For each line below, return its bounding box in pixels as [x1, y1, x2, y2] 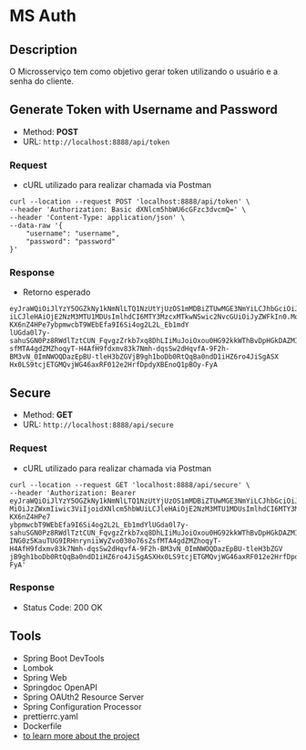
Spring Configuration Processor [22, 701, 142, 712]
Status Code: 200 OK [22, 601, 103, 612]
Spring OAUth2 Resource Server [22, 691, 145, 703]
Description [9, 42, 77, 57]
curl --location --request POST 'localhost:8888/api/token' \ [9, 197, 250, 206]
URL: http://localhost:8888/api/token [22, 136, 170, 147]
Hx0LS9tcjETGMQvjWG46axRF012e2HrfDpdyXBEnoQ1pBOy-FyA [9, 360, 219, 370]
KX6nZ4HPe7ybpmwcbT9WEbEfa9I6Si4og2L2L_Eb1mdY [9, 320, 189, 329]
